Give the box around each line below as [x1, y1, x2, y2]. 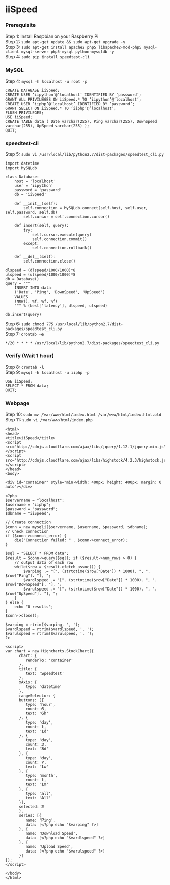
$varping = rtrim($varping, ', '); [5, 622, 80, 627]
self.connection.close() [23, 259, 76, 264]
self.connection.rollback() [32, 245, 92, 251]
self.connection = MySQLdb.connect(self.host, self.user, [23, 206, 148, 211]
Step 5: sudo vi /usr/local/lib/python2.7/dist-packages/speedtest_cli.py [5, 151, 164, 157]
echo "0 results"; [14, 604, 53, 609]
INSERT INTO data [14, 285, 51, 290]
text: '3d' [25, 746, 49, 751]
